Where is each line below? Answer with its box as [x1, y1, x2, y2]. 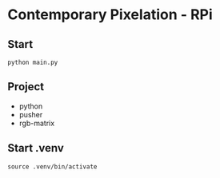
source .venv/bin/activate [7, 162, 98, 171]
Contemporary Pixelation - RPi [7, 6, 213, 24]
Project [7, 80, 45, 93]
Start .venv [7, 141, 65, 155]
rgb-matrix [18, 118, 55, 128]
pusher [18, 109, 43, 119]
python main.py [7, 58, 58, 66]
